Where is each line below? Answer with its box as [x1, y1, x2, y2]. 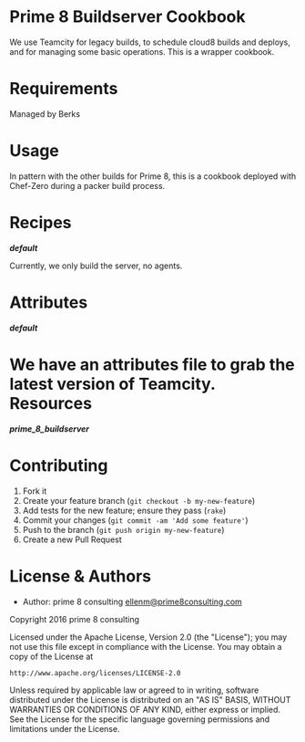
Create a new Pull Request [22, 534, 123, 545]
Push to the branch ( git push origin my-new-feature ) [22, 524, 225, 535]
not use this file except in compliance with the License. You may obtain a [9, 641, 282, 652]
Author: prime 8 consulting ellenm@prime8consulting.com [22, 596, 243, 607]
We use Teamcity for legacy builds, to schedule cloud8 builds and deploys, [9, 37, 291, 47]
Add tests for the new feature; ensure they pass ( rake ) [22, 505, 227, 516]
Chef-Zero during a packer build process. [9, 180, 166, 191]
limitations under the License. [9, 723, 120, 734]
